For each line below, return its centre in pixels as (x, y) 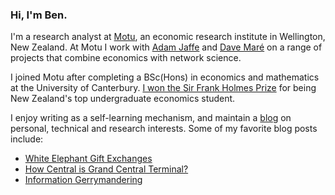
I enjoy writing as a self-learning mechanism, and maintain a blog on (151, 118)
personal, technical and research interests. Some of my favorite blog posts (164, 129)
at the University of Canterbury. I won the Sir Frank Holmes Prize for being (163, 88)
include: (27, 139)
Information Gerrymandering (83, 180)
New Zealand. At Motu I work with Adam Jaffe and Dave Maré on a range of (166, 47)
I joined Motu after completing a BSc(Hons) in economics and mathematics (165, 77)
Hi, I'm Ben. (39, 15)
